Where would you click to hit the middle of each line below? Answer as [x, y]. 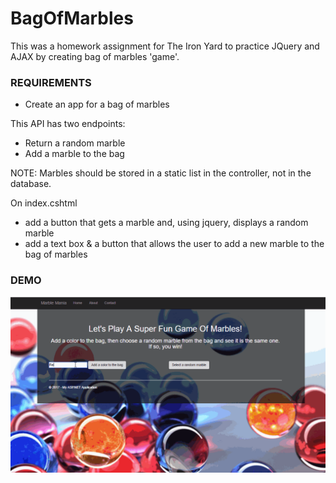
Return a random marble [75, 143]
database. [31, 184]
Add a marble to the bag [74, 154]
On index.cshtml [44, 203]
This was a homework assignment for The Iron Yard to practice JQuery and [165, 46]
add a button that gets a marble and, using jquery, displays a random [166, 223]
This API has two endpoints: [68, 124]
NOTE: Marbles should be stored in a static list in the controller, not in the [161, 173]
